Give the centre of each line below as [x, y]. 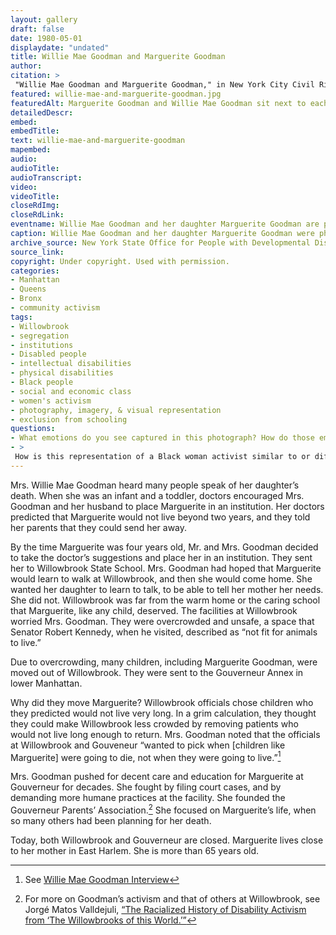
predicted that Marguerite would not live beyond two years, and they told [160, 517]
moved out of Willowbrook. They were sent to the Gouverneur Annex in [157, 672]
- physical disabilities [62, 373]
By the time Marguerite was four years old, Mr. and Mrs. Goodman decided [164, 547]
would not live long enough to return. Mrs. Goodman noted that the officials [165, 734]
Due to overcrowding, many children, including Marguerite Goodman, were [164, 662]
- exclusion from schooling [69, 419]
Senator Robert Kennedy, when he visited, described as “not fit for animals [164, 632]
